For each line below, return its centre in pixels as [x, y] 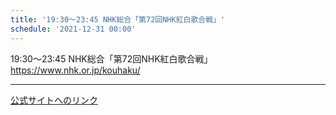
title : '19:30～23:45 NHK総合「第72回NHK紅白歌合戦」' [118, 19]
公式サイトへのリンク [54, 100]
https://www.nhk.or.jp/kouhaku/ [75, 70]
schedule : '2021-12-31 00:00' [73, 29]
